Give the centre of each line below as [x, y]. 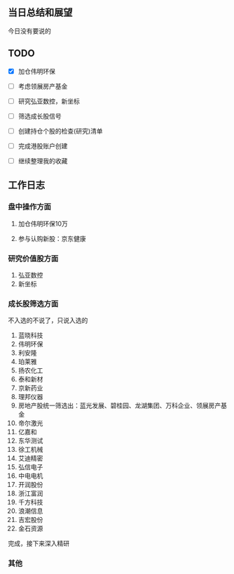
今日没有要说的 [29, 31]
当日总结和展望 [40, 13]
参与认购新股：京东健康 [52, 238]
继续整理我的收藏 [43, 161]
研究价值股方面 [33, 259]
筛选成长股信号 [40, 116]
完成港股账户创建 [43, 145]
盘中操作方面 [30, 207]
